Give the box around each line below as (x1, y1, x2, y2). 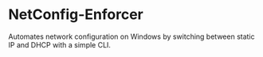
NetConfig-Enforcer (8, 6, 143, 24)
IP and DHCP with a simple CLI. (8, 40, 112, 49)
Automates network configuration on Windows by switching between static (8, 32, 255, 41)
